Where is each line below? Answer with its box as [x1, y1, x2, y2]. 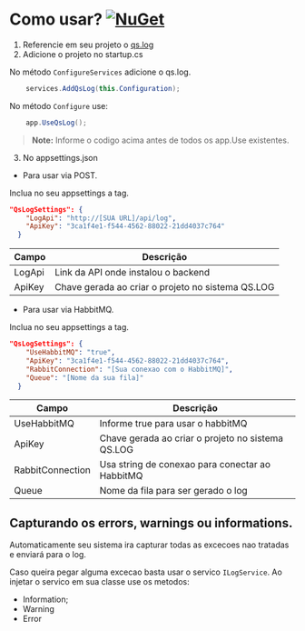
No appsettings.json [22, 152, 98, 163]
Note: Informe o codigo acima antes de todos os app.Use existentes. [31, 135, 290, 145]
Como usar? [9, 9, 103, 30]
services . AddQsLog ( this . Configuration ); [25, 84, 181, 93]
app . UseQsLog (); [25, 118, 88, 127]
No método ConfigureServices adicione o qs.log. [9, 66, 192, 77]
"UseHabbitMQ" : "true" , [25, 348, 116, 357]
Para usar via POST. [22, 169, 98, 181]
